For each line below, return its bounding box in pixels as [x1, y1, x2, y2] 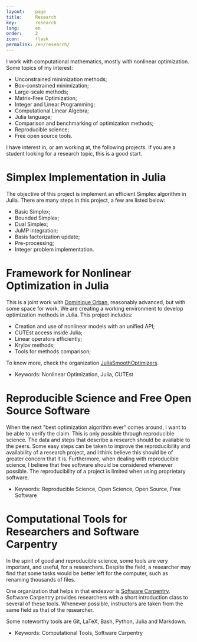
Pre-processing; [14, 239, 54, 246]
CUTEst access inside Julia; [14, 329, 83, 336]
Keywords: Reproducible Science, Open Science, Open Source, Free [14, 485, 181, 492]
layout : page [6, 8, 46, 15]
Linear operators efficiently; [14, 335, 83, 342]
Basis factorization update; [14, 233, 80, 240]
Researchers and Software [6, 525, 140, 538]
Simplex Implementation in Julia [6, 171, 166, 184]
